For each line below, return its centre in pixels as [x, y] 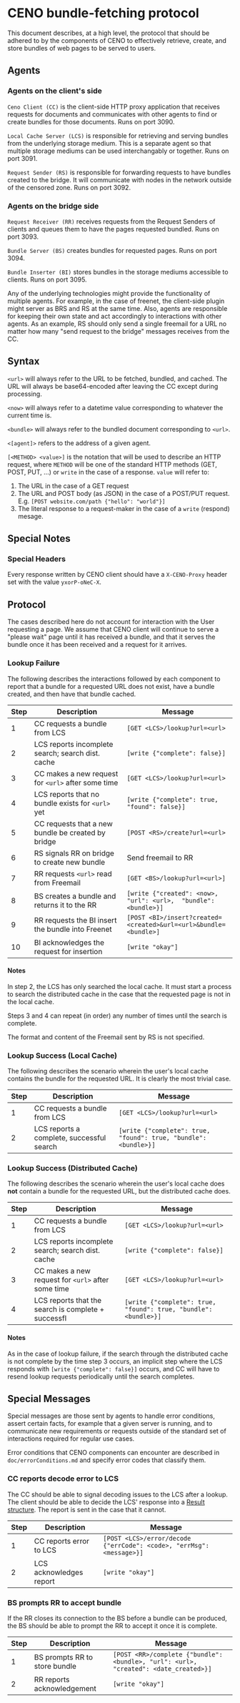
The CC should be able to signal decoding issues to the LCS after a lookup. [118, 1494]
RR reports [52, 1679]
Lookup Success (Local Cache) [62, 1056]
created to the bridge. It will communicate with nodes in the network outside [120, 179]
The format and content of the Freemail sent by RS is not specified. [106, 1037]
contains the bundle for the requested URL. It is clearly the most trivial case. [119, 1079]
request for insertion [68, 951]
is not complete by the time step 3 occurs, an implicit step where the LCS [115, 1361]
